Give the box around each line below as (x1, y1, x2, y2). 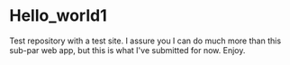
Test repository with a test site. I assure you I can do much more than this (9, 35, 282, 46)
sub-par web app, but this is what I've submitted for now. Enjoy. (9, 44, 246, 55)
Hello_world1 (9, 5, 108, 26)
